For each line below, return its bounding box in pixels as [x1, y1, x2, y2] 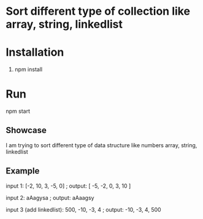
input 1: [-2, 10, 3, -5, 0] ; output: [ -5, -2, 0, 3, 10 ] [6, 182, 131, 190]
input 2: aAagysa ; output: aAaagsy [6, 194, 94, 201]
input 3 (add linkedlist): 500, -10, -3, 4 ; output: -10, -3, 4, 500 [6, 206, 161, 213]
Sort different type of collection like [6, 4, 191, 18]
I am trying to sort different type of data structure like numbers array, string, [6, 141, 197, 148]
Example [6, 166, 40, 176]
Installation [6, 45, 64, 60]
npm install [14, 66, 43, 73]
